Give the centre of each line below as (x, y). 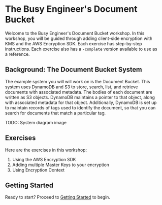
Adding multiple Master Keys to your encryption (61, 165)
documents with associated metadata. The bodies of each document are (79, 92)
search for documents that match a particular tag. (55, 113)
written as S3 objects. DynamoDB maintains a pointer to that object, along (80, 97)
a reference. (17, 54)
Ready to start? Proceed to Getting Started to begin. (58, 197)
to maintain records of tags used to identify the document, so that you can (81, 107)
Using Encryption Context (38, 170)
